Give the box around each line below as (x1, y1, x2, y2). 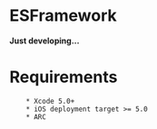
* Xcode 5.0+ (25, 97, 75, 106)
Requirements (9, 67, 118, 88)
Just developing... (9, 35, 80, 46)
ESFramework (9, 5, 118, 26)
